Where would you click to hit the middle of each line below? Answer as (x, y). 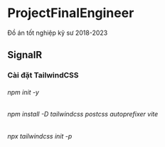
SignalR (25, 55)
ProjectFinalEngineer (71, 13)
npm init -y (23, 92)
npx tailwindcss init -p (40, 136)
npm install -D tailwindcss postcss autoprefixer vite (83, 114)
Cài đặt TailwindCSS (43, 75)
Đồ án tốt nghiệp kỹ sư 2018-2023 (58, 33)
